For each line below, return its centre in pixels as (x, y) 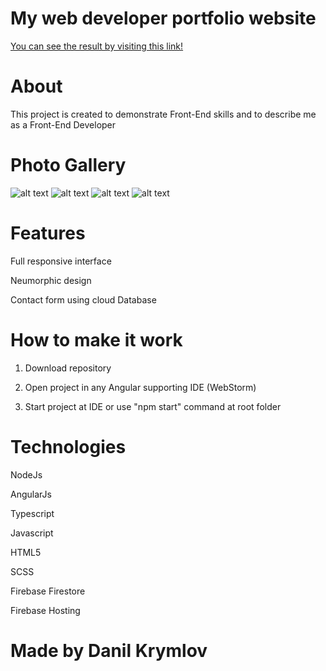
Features (48, 233)
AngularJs (31, 494)
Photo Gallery (68, 165)
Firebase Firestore (48, 591)
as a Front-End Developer (63, 124)
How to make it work (96, 339)
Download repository (68, 368)
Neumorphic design (51, 280)
